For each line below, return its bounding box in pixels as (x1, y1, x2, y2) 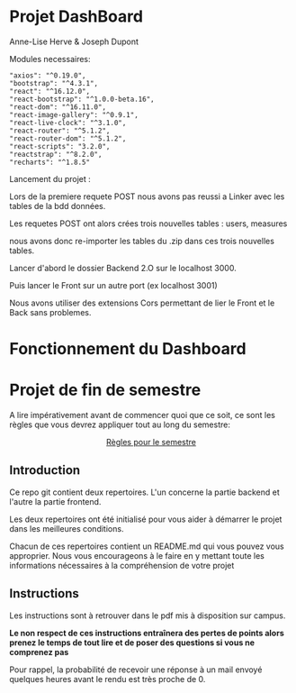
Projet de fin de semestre (9, 380, 202, 400)
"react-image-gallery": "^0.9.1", (9, 110, 139, 119)
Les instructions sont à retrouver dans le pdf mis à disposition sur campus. (9, 610, 286, 621)
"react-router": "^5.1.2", (9, 126, 111, 135)
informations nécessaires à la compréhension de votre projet (9, 560, 235, 570)
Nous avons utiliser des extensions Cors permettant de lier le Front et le (9, 297, 275, 308)
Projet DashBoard (9, 6, 144, 27)
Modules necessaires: (9, 53, 92, 64)
